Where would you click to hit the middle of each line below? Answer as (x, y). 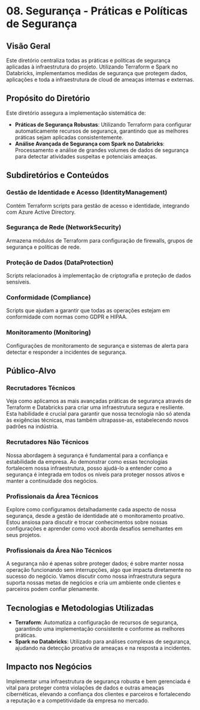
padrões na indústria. (32, 426)
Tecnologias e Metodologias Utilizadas (80, 608)
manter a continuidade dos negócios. (52, 481)
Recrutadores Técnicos (41, 388)
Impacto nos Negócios (49, 667)
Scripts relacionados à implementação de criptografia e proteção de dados (99, 276)
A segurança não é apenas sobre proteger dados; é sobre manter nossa (95, 563)
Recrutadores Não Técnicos (48, 442)
